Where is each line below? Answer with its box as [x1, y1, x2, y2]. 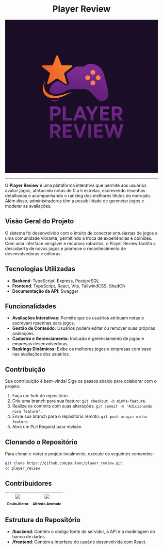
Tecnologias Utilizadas [5, 265, 76, 273]
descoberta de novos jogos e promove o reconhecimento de [5, 246, 126, 251]
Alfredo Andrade [32, 501, 62, 506]
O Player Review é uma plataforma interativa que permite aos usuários [5, 182, 147, 188]
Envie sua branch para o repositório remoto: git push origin [12, 413, 134, 419]
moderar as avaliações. [5, 203, 52, 209]
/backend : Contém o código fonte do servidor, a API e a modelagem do [12, 529, 155, 534]
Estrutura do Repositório [5, 515, 81, 524]
